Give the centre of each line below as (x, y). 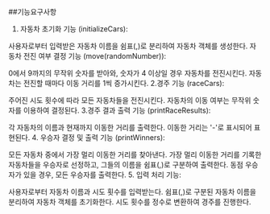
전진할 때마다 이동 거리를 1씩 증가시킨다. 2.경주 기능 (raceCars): (124, 83)
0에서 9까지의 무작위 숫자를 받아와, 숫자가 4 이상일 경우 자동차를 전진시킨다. (128, 73)
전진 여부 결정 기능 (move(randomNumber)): (95, 56)
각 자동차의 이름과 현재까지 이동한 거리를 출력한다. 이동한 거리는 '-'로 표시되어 (130, 128)
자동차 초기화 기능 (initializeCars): (74, 29)
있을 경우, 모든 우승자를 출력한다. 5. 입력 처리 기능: (102, 175)
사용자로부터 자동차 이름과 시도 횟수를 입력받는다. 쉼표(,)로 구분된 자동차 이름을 (132, 192)
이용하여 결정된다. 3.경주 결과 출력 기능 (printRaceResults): (117, 110)
